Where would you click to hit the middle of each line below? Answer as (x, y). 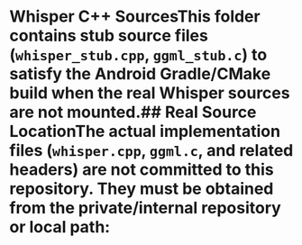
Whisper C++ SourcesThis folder (135, 17)
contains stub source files (109, 36)
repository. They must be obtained (142, 189)
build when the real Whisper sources (150, 93)
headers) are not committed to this (142, 170)
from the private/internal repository (145, 208)
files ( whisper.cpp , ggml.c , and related (151, 151)
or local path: (60, 227)
